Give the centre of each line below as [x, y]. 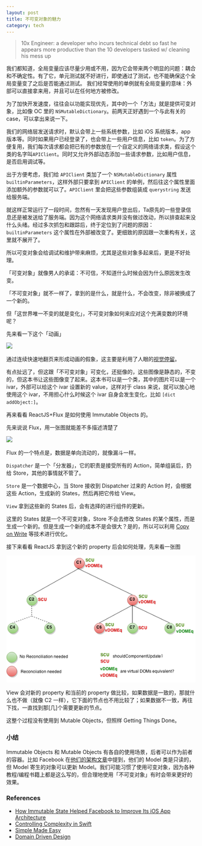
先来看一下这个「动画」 [35, 334]
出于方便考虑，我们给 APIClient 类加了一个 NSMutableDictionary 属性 [92, 174]
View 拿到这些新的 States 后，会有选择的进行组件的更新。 [77, 506]
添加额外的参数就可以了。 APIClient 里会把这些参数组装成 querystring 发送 [99, 190]
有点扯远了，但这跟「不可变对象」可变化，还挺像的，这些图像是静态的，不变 [101, 372]
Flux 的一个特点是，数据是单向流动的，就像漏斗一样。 [73, 453]
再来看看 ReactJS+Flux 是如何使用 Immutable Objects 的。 [79, 415]
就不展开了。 [27, 240]
